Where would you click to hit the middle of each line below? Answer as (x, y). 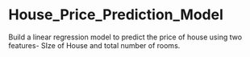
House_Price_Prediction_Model (116, 15)
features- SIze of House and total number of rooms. (94, 45)
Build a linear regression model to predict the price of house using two (125, 37)
